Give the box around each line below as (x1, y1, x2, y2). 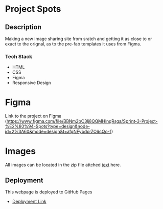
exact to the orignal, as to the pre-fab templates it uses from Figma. (5, 41, 141, 47)
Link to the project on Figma (5, 113, 62, 119)
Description (5, 23, 42, 31)
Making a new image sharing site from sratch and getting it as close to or (5, 36, 152, 42)
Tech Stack (5, 53, 33, 60)
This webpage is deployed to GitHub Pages (5, 189, 93, 195)
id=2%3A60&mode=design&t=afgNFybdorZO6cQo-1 (5, 128, 112, 135)
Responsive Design (12, 80, 51, 86)
